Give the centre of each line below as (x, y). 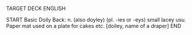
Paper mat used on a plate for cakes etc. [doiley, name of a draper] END (94, 26)
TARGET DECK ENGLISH (36, 8)
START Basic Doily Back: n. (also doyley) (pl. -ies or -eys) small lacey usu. (96, 20)
